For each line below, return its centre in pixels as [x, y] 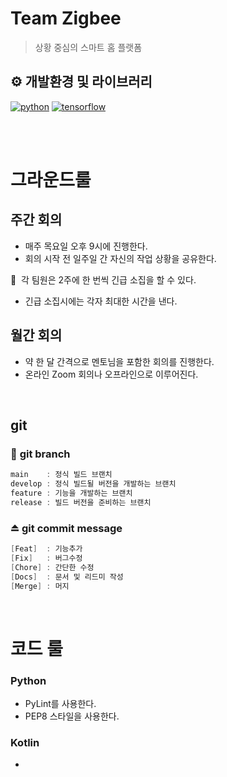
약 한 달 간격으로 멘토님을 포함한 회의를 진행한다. [119, 361]
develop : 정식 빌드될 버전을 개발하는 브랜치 [93, 484]
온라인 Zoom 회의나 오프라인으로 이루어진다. [111, 374]
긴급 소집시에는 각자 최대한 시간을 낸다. [101, 301]
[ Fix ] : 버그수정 [46, 558]
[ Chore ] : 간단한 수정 [52, 567]
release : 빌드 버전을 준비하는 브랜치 [81, 502]
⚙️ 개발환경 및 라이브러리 [81, 82]
